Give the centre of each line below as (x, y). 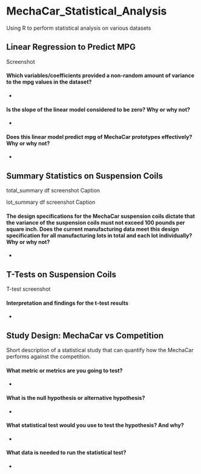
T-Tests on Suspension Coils (61, 274)
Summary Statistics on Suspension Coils (85, 176)
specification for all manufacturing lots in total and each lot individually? (99, 235)
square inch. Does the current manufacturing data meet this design (93, 229)
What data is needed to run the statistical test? (66, 453)
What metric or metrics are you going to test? (64, 370)
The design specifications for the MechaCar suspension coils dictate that (101, 216)
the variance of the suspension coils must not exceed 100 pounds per (96, 222)
